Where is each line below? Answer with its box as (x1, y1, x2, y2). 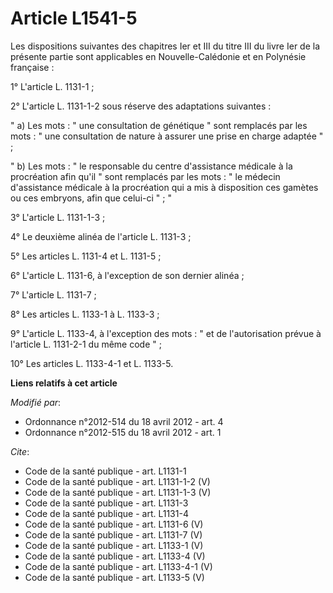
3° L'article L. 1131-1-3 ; (10, 211, 106, 223)
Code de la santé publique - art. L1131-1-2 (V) (24, 475, 211, 487)
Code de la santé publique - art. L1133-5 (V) (24, 571, 205, 583)
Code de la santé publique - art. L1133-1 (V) (24, 539, 204, 551)
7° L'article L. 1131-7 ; (10, 288, 97, 301)
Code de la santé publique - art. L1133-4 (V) (24, 550, 206, 562)
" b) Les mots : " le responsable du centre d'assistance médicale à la (10, 160, 293, 172)
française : (10, 61, 55, 73)
